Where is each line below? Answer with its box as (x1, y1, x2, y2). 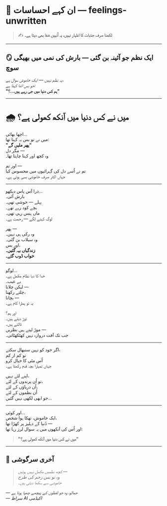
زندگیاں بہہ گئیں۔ (5, 247, 36, 253)
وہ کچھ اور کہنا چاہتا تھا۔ (5, 153, 49, 159)
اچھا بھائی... (5, 131, 28, 137)
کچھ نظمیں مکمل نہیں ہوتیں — (17, 468, 68, 474)
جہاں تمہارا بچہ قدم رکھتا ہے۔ (5, 363, 52, 369)
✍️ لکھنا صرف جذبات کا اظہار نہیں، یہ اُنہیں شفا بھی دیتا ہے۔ (17, 32, 112, 38)
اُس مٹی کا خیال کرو (5, 357, 43, 363)
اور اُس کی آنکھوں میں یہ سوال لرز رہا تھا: (5, 426, 83, 432)
